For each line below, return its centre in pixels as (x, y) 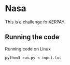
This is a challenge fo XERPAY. (35, 22)
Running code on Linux (28, 49)
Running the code (32, 37)
